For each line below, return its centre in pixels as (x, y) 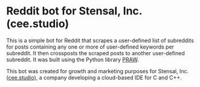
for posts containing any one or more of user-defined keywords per (90, 47)
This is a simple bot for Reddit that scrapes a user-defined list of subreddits (100, 40)
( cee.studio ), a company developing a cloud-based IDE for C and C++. (94, 77)
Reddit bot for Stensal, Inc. (74, 11)
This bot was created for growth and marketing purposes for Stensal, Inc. (98, 71)
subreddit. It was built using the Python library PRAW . (73, 59)
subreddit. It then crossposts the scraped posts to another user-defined (96, 53)
